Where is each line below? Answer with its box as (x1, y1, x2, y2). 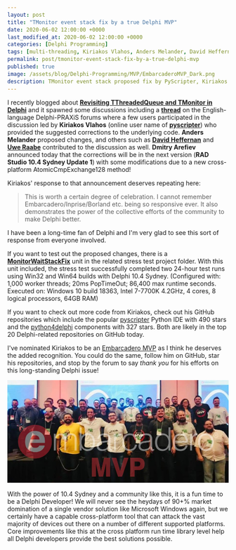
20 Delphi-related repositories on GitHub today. (7, 330, 145, 338)
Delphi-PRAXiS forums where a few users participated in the (35, 113, 211, 121)
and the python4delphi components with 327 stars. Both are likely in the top (7, 323, 227, 331)
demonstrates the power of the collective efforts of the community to (24, 207, 225, 215)
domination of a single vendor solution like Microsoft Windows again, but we (7, 504, 228, 513)
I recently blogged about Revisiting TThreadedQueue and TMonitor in (7, 98, 213, 107)
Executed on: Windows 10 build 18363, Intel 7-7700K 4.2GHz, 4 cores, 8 (7, 286, 216, 295)
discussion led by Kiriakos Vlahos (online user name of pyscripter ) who (7, 120, 217, 129)
